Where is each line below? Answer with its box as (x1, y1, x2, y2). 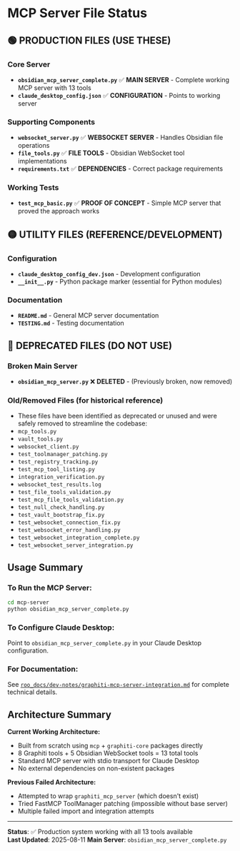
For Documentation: (7, 664, 79, 674)
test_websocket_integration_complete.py (17, 534, 140, 542)
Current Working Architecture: (7, 727, 101, 736)
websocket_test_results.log (17, 481, 101, 488)
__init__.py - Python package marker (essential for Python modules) (17, 277, 223, 286)
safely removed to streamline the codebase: (17, 419, 148, 428)
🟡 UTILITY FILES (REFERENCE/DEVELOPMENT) (7, 228, 223, 241)
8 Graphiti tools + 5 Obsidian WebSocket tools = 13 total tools (17, 749, 199, 757)
